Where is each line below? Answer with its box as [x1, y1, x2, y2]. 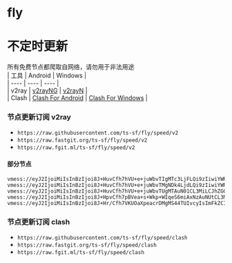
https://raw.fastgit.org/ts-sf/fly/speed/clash [17, 242, 157, 249]
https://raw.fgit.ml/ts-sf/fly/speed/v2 [17, 144, 135, 151]
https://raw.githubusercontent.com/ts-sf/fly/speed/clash [17, 234, 188, 241]
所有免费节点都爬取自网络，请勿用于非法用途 [7, 63, 135, 71]
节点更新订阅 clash [7, 217, 70, 226]
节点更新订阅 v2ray [7, 113, 71, 122]
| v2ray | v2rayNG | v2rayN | [7, 86, 88, 95]
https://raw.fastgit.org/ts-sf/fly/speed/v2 [17, 137, 148, 144]
